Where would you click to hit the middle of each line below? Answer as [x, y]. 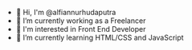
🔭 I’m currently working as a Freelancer [81, 21]
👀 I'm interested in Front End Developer [81, 29]
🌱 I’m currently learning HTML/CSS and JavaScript [100, 37]
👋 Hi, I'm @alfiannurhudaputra [66, 12]
